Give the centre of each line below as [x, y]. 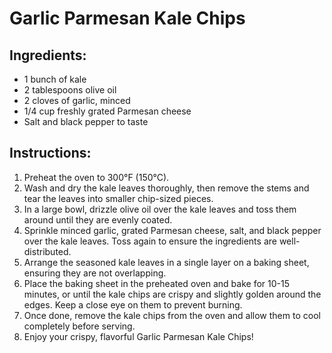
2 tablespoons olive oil [70, 90]
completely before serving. [79, 326]
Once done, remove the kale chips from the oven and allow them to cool [172, 315]
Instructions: [50, 153]
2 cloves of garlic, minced [77, 100]
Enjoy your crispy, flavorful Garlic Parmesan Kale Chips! [138, 336]
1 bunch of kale [55, 79]
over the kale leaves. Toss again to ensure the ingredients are [150, 241]
